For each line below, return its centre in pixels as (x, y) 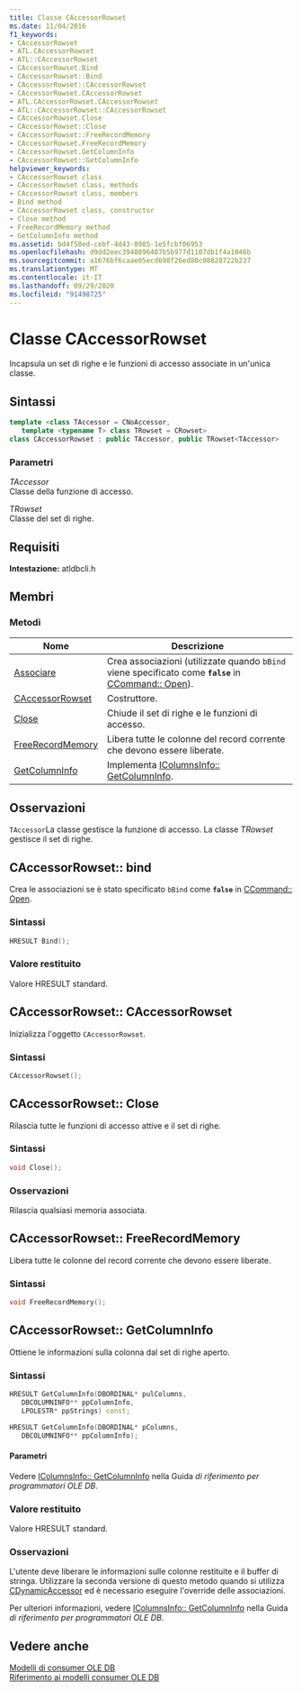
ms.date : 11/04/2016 (48, 26)
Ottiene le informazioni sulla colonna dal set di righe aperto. (120, 1352)
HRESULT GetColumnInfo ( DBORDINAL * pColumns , (94, 1427)
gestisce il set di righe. (51, 839)
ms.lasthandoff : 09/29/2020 (62, 286)
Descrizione (198, 645)
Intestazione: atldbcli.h (53, 568)
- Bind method (36, 202)
